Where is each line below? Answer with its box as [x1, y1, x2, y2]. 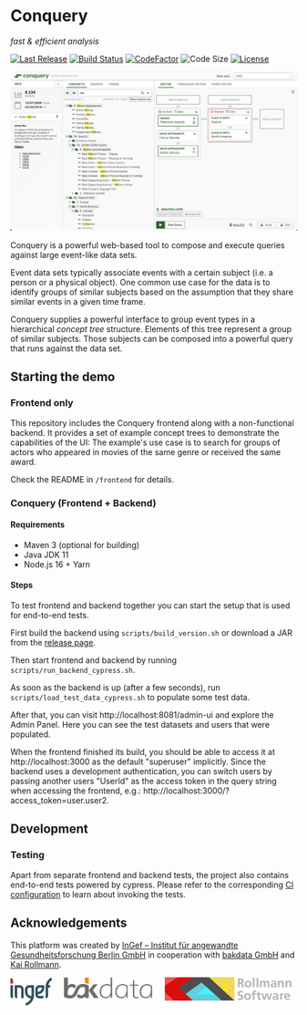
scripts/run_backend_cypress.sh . [10, 665, 136, 676]
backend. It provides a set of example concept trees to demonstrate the [10, 427, 280, 438]
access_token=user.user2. [10, 795, 110, 806]
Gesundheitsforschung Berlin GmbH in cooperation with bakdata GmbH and [10, 949, 295, 960]
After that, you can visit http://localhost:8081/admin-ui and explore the [10, 709, 274, 720]
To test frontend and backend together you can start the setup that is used [10, 600, 291, 611]
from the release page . [10, 637, 97, 648]
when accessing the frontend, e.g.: [10, 785, 142, 796]
